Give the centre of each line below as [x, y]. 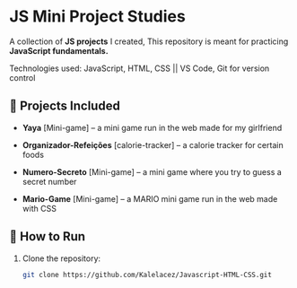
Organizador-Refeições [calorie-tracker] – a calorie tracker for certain [153, 144]
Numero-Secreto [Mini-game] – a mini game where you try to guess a [152, 171]
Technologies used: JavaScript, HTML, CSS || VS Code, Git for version [140, 68]
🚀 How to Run [48, 236]
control [22, 77]
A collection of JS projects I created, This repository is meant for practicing [149, 41]
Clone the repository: [61, 258]
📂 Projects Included [65, 106]
